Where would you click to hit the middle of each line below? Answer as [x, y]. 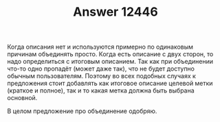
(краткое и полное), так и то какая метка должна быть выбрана [101, 90]
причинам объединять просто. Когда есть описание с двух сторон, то [110, 54]
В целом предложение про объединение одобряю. [82, 111]
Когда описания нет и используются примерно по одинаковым [100, 47]
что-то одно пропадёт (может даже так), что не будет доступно [101, 69]
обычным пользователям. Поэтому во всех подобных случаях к [101, 76]
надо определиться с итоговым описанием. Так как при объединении [110, 62]
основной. [22, 98]
